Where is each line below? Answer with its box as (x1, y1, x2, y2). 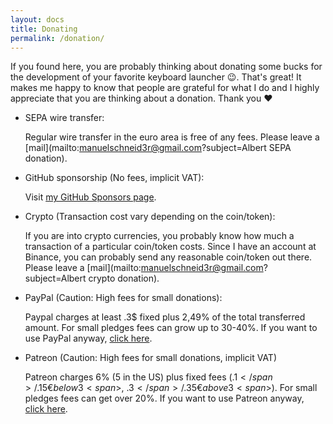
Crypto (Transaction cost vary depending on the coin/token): (24, 211, 276, 223)
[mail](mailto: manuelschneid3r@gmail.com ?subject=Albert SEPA (24, 142, 292, 154)
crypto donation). (88, 272, 160, 285)
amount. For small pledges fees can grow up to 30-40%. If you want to (24, 322, 318, 334)
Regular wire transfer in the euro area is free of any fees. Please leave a (24, 131, 320, 143)
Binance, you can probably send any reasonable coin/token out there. (24, 251, 313, 263)
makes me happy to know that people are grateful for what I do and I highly (10, 82, 320, 94)
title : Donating (10, 24, 78, 34)
